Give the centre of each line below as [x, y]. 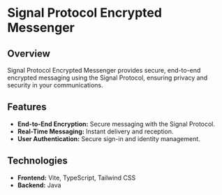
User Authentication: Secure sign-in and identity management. [109, 138]
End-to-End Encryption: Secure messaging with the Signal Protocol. [116, 124]
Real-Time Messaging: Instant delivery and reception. [95, 131]
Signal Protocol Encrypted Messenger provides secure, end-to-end [104, 70]
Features [27, 107]
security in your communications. [55, 85]
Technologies [38, 161]
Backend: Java [39, 185]
